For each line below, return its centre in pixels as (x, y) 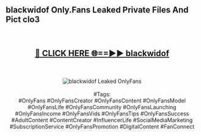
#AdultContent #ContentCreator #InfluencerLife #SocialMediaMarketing (102, 120)
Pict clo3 (23, 20)
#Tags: (102, 94)
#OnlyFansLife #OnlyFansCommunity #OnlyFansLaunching (102, 107)
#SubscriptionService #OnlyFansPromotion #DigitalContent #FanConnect (102, 126)
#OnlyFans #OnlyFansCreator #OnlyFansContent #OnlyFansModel (102, 101)
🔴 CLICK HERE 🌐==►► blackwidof (102, 53)
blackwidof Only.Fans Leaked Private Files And (97, 10)
